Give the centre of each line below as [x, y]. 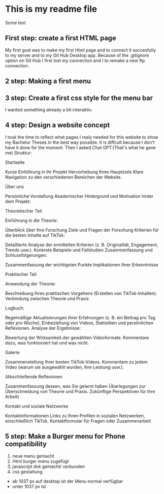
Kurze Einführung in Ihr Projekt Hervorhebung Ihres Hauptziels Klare [74, 172]
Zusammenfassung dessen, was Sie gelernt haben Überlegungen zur [76, 386]
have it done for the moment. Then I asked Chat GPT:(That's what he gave [81, 147]
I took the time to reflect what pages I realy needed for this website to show [82, 137]
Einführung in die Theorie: [32, 220]
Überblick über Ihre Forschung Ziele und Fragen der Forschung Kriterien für [82, 230]
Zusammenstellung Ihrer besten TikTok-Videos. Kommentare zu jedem [76, 362]
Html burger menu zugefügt [40, 461]
